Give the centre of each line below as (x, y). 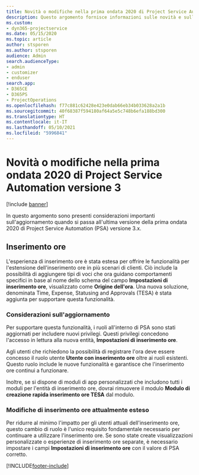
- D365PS (17, 94)
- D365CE (17, 89)
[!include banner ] (27, 204)
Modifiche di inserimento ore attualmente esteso (78, 410)
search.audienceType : (33, 61)
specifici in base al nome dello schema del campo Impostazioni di (87, 280)
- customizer (22, 72)
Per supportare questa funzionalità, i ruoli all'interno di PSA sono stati (91, 327)
